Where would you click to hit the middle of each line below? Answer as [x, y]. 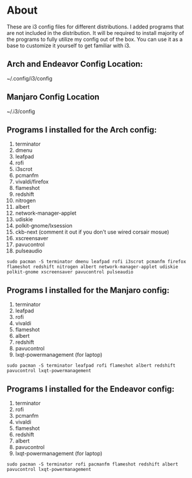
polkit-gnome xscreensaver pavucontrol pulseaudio [70, 272]
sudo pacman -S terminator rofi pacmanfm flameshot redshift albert [92, 464]
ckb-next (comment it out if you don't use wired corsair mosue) [92, 232]
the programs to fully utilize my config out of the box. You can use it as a [95, 39]
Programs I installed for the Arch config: [82, 130]
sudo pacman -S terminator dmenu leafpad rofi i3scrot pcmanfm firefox [96, 262]
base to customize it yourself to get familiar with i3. [69, 46]
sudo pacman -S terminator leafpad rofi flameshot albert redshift [91, 366]
